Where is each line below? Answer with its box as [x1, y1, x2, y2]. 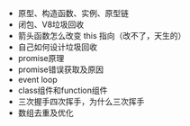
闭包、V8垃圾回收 [17, 19, 85, 30]
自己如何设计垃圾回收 [17, 41, 97, 52]
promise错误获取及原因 [17, 64, 104, 75]
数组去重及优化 [17, 107, 74, 118]
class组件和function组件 [17, 85, 108, 95]
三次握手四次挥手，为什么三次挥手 [17, 96, 145, 106]
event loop [17, 75, 58, 85]
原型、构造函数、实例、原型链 [17, 8, 129, 18]
